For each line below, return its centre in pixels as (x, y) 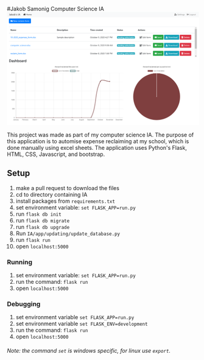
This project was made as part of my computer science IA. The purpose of (100, 135)
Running (20, 262)
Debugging (24, 304)
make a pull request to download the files (67, 188)
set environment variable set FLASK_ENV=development (82, 324)
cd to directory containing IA (51, 194)
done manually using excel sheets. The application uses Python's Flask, (97, 147)
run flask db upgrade (43, 227)
